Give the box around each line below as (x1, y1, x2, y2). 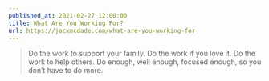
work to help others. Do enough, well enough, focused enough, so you (27, 57, 262, 67)
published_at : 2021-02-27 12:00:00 (8, 11, 128, 20)
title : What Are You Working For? (8, 19, 124, 27)
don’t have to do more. (27, 66, 104, 75)
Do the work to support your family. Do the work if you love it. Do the (27, 49, 255, 59)
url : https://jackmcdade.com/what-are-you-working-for (8, 26, 196, 34)
